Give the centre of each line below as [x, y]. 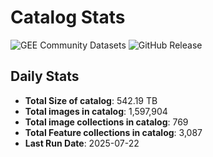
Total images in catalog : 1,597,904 [96, 111]
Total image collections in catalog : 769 [106, 122]
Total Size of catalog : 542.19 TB [91, 100]
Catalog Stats [68, 17]
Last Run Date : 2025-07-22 [82, 143]
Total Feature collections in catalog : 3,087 [113, 132]
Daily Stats [45, 76]
